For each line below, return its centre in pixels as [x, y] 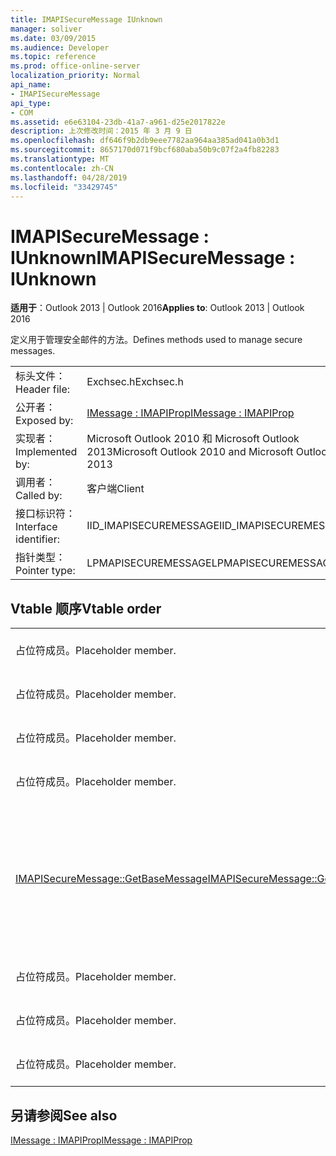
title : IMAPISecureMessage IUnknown [86, 19]
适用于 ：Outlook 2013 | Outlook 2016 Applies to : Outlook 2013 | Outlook [157, 308]
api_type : [31, 103]
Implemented [46, 452]
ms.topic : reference [53, 57]
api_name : [31, 85]
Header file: [43, 389]
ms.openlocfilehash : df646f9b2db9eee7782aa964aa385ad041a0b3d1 [145, 141]
